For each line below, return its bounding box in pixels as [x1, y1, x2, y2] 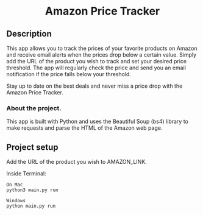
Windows [6, 198, 26, 204]
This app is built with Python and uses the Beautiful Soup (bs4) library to [6, 118, 189, 125]
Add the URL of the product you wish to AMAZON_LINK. [6, 158, 148, 166]
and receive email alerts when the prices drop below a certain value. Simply [6, 51, 197, 58]
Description [6, 29, 52, 39]
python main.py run [6, 203, 56, 210]
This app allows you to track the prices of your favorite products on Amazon [6, 44, 198, 52]
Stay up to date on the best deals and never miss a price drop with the [6, 82, 183, 90]
